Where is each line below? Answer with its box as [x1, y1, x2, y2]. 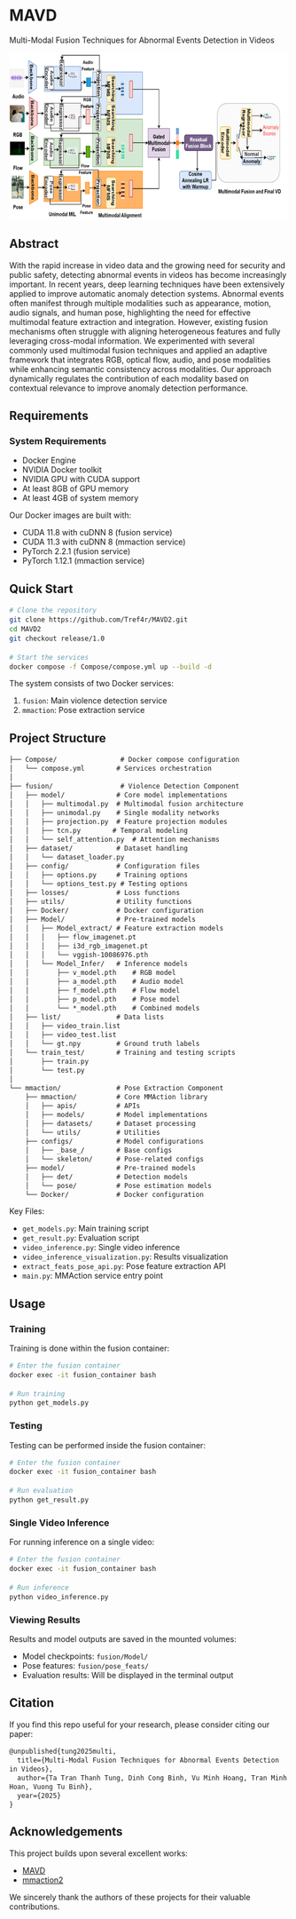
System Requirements [9, 435, 107, 448]
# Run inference [9, 1582, 69, 1592]
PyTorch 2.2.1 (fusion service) [21, 546, 131, 557]
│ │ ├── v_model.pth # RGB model [9, 969, 176, 978]
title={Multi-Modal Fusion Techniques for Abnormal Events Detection [17, 1756, 279, 1764]
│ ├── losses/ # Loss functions [9, 889, 180, 898]
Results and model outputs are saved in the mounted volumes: [9, 1633, 237, 1644]
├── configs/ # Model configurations [25, 1138, 204, 1146]
